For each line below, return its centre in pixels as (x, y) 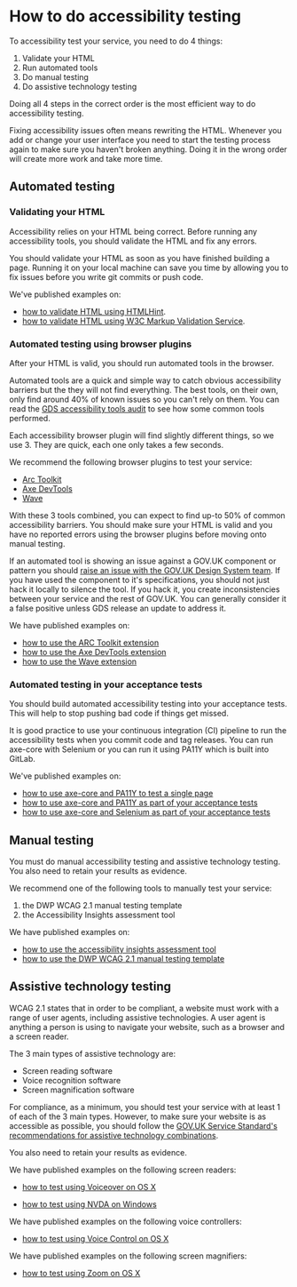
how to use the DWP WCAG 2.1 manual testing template (123, 959)
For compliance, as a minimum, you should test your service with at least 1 (145, 1107)
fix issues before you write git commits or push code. (106, 276)
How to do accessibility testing (125, 16)
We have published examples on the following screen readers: (123, 1170)
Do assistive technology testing (79, 86)
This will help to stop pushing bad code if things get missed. (119, 714)
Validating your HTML (57, 212)
